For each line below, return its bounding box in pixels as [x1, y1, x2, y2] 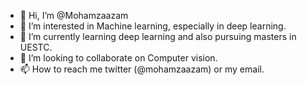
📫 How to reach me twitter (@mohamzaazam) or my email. [19, 63, 265, 75]
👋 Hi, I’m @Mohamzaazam [19, 10, 129, 21]
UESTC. [19, 41, 53, 53]
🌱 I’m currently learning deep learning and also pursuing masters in [19, 31, 297, 42]
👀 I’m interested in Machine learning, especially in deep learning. [19, 20, 287, 32]
